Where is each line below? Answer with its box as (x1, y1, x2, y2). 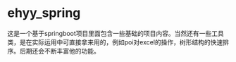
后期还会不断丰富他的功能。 (19, 46, 100, 55)
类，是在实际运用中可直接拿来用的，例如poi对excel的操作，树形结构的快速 (7, 37, 223, 46)
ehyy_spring (7, 5, 81, 21)
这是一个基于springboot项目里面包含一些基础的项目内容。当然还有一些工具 (7, 29, 224, 37)
